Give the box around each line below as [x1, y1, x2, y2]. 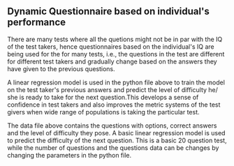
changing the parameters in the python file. [7, 151, 132, 159]
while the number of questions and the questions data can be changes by [7, 143, 219, 152]
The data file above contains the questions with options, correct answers [7, 121, 217, 130]
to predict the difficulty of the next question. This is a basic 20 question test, [7, 136, 227, 144]
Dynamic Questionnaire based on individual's [7, 6, 210, 17]
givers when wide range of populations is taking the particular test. [7, 107, 200, 116]
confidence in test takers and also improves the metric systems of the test [7, 100, 221, 109]
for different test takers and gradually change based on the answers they [7, 57, 218, 66]
